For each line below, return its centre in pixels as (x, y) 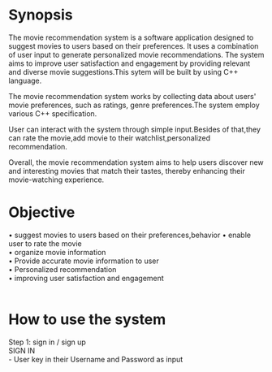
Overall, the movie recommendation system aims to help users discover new (136, 162)
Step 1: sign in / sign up (47, 342)
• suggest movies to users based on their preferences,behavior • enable (130, 235)
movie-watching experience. (56, 180)
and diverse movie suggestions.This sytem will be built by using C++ (123, 71)
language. (25, 80)
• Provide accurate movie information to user (84, 261)
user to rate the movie (45, 243)
